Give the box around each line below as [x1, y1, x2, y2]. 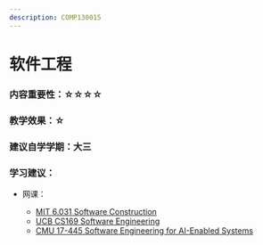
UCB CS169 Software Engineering [35, 216, 160, 226]
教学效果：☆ [9, 114, 65, 127]
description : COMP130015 [9, 12, 102, 22]
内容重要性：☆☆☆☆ [9, 88, 103, 101]
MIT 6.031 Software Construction [35, 206, 158, 216]
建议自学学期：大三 [9, 140, 92, 152]
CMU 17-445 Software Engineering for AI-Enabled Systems [35, 225, 254, 236]
